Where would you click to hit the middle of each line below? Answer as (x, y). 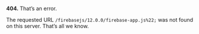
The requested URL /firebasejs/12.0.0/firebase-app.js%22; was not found (100, 20)
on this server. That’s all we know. (48, 26)
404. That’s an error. (32, 8)
